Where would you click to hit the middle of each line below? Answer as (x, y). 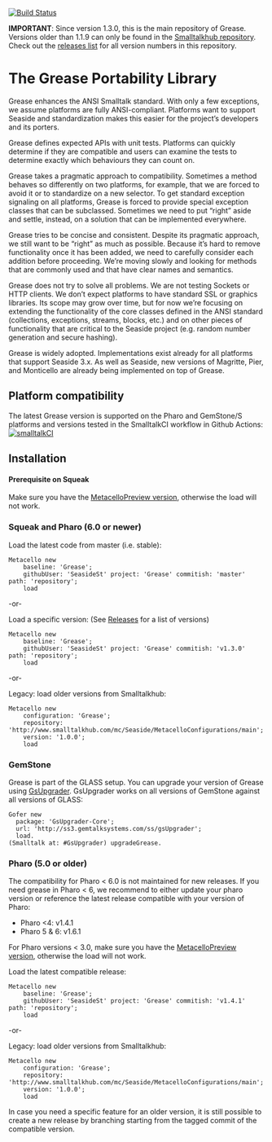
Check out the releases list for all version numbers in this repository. (123, 46)
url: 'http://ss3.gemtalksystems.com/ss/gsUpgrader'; (109, 828)
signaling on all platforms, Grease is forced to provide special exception (129, 202)
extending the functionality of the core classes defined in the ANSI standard (136, 311)
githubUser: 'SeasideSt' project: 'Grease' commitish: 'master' (134, 574)
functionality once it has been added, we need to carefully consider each (131, 252)
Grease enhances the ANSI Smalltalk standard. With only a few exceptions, (134, 101)
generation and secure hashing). (63, 337)
